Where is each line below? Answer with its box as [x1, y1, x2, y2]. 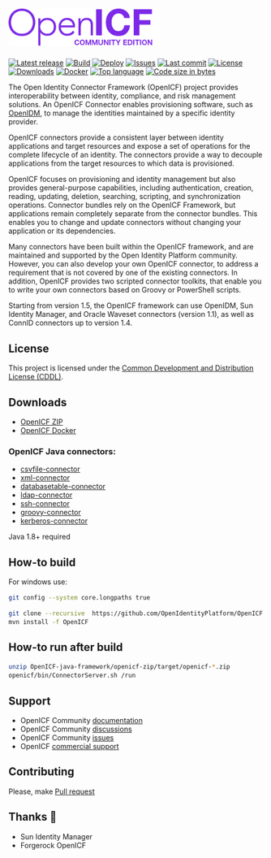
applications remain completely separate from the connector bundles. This [8, 209, 258, 219]
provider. [8, 117, 39, 127]
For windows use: [8, 577, 67, 587]
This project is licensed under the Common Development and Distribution [8, 363, 254, 373]
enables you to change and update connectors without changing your [8, 218, 242, 227]
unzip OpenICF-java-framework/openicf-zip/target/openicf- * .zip [8, 663, 230, 671]
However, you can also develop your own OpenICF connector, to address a [8, 259, 259, 269]
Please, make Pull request [8, 786, 95, 796]
